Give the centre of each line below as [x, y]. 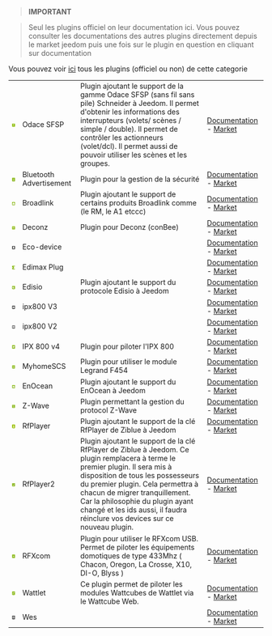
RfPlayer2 [38, 484]
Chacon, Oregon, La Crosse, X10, [136, 564]
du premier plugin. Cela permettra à [140, 484]
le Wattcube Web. [110, 601]
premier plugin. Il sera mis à [126, 467]
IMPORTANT [50, 12]
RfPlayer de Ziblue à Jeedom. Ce [135, 450]
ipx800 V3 [40, 306]
